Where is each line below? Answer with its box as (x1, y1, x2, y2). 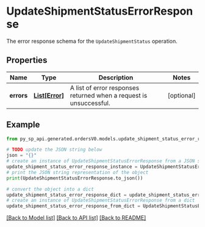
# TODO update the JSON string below (6, 146, 103, 153)
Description (98, 73, 134, 82)
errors (9, 91, 28, 99)
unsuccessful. (70, 99, 110, 107)
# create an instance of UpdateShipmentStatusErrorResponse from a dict (6, 197, 195, 204)
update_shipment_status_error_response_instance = (6, 164, 138, 170)
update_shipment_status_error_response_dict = (6, 192, 127, 198)
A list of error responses (70, 84, 139, 92)
